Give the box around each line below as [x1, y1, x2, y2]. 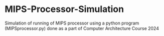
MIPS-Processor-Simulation [5, 3, 124, 15]
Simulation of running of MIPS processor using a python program [5, 20, 139, 26]
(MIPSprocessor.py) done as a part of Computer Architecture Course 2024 [5, 25, 159, 31]
